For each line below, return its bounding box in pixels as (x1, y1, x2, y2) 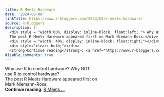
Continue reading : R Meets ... (5, 86, 65, 93)
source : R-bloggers (5, 20, 45, 26)
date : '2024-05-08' (5, 12, 45, 17)
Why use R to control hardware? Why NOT (5, 66, 90, 72)
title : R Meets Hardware (5, 7, 56, 12)
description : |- (5, 25, 38, 30)
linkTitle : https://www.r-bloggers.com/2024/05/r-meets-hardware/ (5, 16, 143, 21)
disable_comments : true (5, 52, 54, 58)
